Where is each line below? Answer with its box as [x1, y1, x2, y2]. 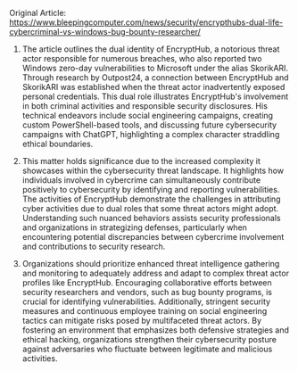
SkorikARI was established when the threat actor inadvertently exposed [21, 82, 286, 92]
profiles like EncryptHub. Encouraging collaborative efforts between [21, 277, 272, 288]
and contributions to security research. [21, 241, 166, 251]
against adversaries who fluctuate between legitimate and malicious [21, 343, 273, 354]
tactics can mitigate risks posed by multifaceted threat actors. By [21, 316, 261, 326]
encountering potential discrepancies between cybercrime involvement [21, 232, 285, 242]
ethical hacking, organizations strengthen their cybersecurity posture [21, 334, 277, 344]
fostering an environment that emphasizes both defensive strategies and [21, 325, 290, 335]
